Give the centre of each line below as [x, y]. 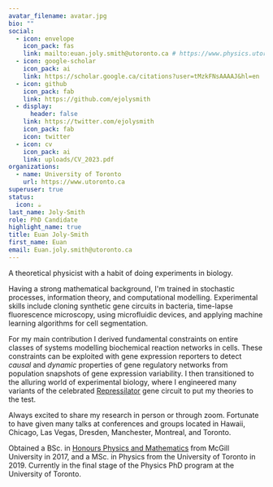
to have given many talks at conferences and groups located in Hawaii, [127, 424]
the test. [22, 399]
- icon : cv [34, 144]
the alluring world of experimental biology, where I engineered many [123, 381]
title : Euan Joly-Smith [49, 235]
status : [22, 197]
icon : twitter [47, 136]
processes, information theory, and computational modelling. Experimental [133, 297]
